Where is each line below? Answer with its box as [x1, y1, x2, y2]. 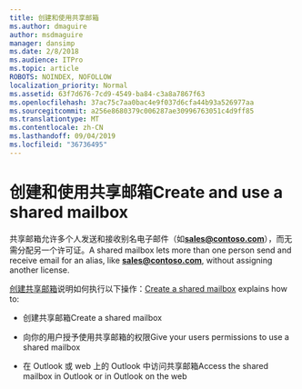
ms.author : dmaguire [9, 22, 88, 31]
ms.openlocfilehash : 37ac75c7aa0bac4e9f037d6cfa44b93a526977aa [9, 97, 255, 107]
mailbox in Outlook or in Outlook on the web [22, 370, 187, 382]
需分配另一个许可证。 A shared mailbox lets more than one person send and [9, 244, 292, 255]
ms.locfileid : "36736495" [9, 140, 107, 149]
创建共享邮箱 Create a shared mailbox [22, 312, 163, 323]
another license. [9, 264, 70, 275]
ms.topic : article [9, 65, 79, 74]
